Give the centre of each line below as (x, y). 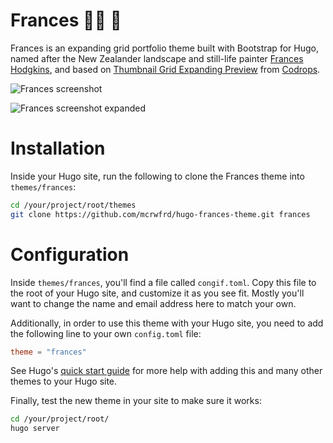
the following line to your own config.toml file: (106, 333)
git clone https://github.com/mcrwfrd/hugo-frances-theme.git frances (160, 214)
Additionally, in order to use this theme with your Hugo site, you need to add (167, 323)
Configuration (70, 254)
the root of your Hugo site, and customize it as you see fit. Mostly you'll (157, 293)
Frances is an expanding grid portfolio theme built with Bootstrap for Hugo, (164, 48)
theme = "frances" (48, 352)
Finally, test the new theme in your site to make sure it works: (136, 401)
